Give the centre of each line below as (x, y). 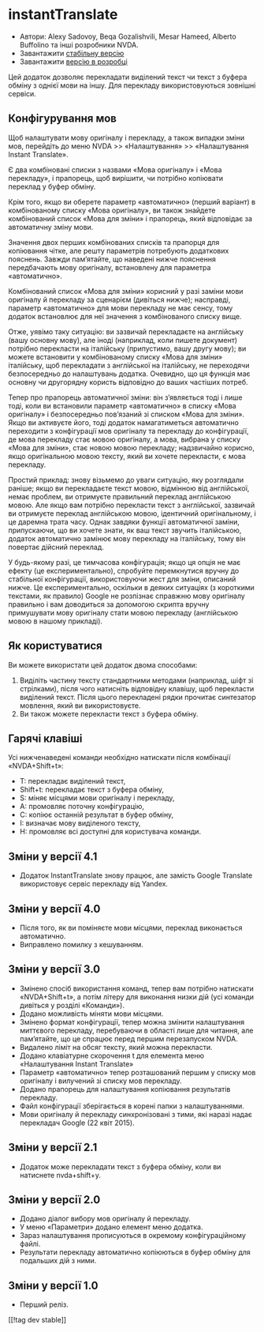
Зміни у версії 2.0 (54, 1200)
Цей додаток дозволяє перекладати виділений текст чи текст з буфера (128, 77)
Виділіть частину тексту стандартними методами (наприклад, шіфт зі (136, 680)
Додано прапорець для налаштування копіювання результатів (125, 1089)
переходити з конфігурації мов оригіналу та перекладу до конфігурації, (129, 431)
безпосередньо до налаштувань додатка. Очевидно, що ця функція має (129, 374)
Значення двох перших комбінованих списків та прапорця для (114, 242)
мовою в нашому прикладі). (56, 621)
